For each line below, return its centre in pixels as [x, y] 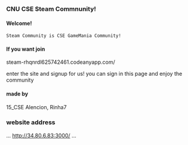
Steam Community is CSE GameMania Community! [64, 36]
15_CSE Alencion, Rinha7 [36, 107]
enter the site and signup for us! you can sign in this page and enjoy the [94, 74]
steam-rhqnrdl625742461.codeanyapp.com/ [61, 62]
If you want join [26, 49]
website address [31, 122]
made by [17, 94]
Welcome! [19, 23]
